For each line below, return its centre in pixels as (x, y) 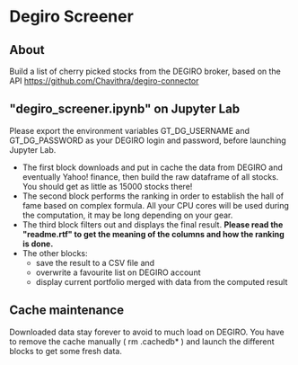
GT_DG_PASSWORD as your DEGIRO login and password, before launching (148, 140)
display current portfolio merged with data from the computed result (162, 281)
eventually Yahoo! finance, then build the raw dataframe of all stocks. (150, 176)
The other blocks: (55, 253)
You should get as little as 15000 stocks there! (107, 186)
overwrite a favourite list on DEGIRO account (118, 272)
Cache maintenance (66, 311)
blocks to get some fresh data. (66, 351)
